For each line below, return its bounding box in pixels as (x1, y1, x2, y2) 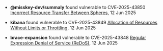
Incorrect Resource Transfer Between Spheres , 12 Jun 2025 (10, 10, 137, 16)
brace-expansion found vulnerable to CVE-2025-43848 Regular (10, 35, 146, 40)
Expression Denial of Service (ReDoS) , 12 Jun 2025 (10, 40, 118, 46)
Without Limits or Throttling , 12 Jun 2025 (10, 25, 96, 31)
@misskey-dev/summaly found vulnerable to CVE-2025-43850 (10, 5, 146, 10)
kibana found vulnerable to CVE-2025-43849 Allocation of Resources (10, 20, 158, 25)
